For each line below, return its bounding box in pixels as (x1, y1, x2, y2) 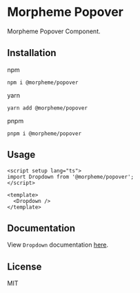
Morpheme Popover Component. (7, 27, 101, 35)
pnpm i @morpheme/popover (7, 130, 81, 137)
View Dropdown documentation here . (7, 240, 109, 249)
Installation (7, 47, 57, 59)
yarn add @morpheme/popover (7, 105, 88, 112)
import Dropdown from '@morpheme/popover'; (7, 173, 134, 180)
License (7, 260, 42, 272)
